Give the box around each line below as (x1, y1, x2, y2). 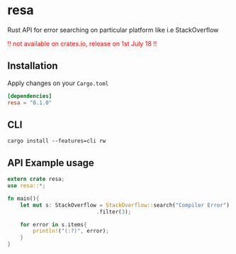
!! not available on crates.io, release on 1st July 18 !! (7, 39, 157, 48)
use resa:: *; (7, 182, 46, 189)
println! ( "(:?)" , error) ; (33, 228, 110, 235)
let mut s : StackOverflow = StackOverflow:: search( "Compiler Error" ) (20, 201, 230, 209)
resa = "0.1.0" (7, 99, 52, 106)
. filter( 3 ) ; (96, 208, 132, 215)
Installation (7, 60, 58, 72)
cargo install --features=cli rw (7, 138, 106, 145)
